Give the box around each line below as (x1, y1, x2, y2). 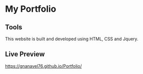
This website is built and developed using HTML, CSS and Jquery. (5, 36, 139, 42)
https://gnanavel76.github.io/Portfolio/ (5, 63, 82, 69)
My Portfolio (5, 3, 56, 15)
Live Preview (5, 50, 45, 58)
